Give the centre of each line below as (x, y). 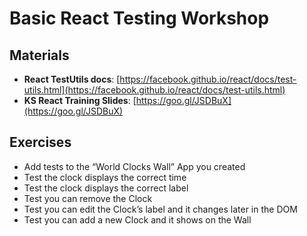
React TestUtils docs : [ (72, 79)
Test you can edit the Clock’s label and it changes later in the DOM (160, 209)
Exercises (40, 142)
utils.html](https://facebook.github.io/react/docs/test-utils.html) (154, 90)
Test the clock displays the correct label (106, 188)
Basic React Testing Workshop (139, 18)
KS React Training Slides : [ (80, 100)
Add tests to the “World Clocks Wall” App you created (134, 166)
